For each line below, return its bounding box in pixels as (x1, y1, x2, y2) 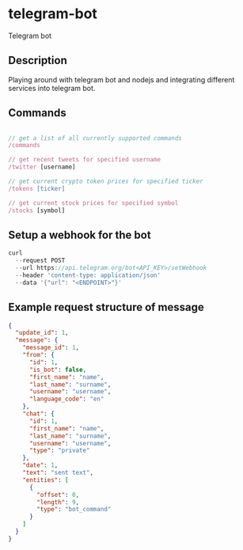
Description (8, 54, 67, 67)
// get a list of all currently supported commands (8, 134, 182, 142)
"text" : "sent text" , (22, 468, 93, 477)
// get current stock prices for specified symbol (8, 199, 179, 207)
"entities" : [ (22, 476, 69, 484)
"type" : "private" (28, 446, 90, 455)
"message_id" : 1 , (22, 343, 80, 352)
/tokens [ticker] (8, 184, 66, 192)
